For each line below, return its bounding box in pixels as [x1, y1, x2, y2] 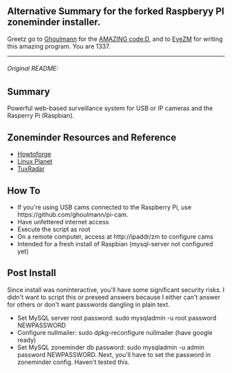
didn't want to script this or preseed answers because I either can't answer [7, 293, 221, 301]
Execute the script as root [17, 225, 91, 234]
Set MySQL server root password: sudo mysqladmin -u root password [17, 313, 217, 322]
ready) [17, 336, 37, 344]
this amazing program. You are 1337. [7, 42, 110, 51]
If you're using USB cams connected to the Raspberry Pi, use [17, 203, 192, 212]
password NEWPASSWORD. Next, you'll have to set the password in [17, 350, 211, 358]
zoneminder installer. [7, 17, 101, 28]
